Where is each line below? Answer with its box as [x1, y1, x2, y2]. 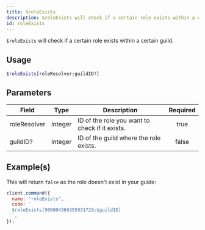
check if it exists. [77, 123, 126, 132]
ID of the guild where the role [77, 134, 161, 142]
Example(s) [6, 162, 51, 173]
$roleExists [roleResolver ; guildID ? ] [6, 71, 99, 77]
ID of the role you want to [77, 116, 150, 124]
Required [168, 106, 196, 114]
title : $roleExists [6, 9, 56, 15]
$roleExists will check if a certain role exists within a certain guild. [6, 37, 174, 45]
